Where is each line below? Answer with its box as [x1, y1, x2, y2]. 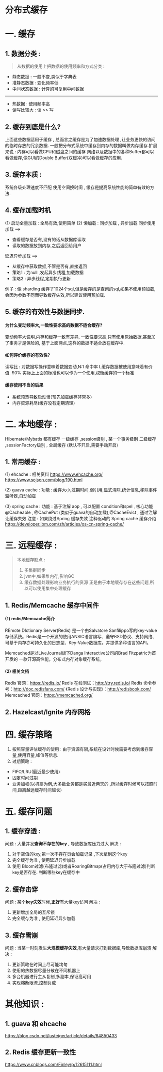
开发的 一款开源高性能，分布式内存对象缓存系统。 [5, 656, 104, 662]
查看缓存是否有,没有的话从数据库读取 [12, 236, 86, 242]
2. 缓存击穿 [5, 885, 38, 893]
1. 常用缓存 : [5, 457, 41, 466]
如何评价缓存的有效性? [5, 352, 50, 358]
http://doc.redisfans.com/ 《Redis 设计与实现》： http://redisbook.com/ [14, 686, 151, 692]
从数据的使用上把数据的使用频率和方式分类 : [16, 63, 105, 69]
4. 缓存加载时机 [5, 206, 51, 215]
